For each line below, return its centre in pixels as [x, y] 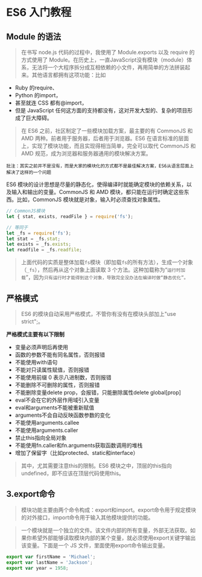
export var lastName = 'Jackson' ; [50, 562]
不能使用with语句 [36, 362]
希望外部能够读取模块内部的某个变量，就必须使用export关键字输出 [114, 538]
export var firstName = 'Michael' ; [51, 556]
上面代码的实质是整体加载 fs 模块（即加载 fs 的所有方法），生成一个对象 [107, 262]
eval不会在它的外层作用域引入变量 [57, 400]
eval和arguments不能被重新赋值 [55, 407]
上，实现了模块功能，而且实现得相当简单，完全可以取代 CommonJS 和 [108, 146]
